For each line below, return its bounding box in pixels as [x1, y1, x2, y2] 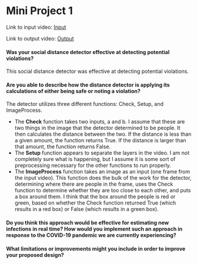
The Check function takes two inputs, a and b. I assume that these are [14, 118, 185, 125]
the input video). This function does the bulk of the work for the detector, [14, 175, 192, 182]
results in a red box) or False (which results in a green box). [14, 206, 159, 213]
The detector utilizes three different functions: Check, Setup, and [6, 101, 163, 108]
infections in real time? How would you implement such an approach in [6, 225, 183, 232]
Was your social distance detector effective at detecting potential [6, 48, 170, 55]
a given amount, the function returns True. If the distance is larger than [14, 137, 186, 144]
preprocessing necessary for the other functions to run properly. [14, 162, 172, 169]
